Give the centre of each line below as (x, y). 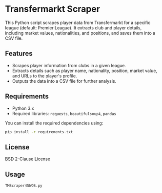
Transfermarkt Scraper (52, 9)
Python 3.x (23, 108)
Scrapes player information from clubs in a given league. (69, 65)
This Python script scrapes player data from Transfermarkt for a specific (78, 23)
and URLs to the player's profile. (44, 76)
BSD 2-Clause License (28, 159)
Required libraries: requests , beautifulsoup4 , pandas (64, 113)
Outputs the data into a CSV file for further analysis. (64, 81)
